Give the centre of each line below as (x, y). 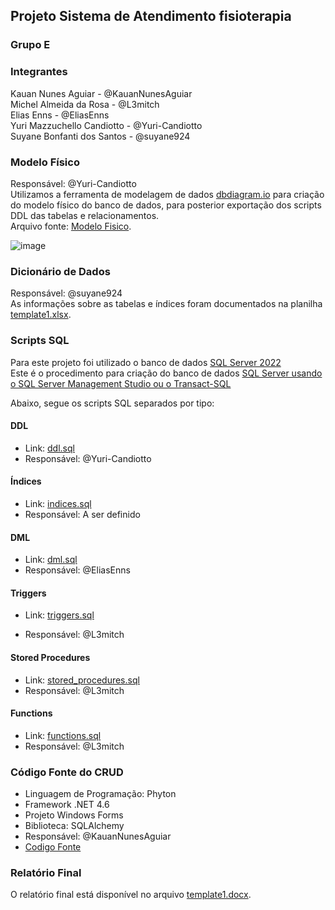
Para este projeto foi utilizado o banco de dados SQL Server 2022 (146, 362)
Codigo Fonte (53, 847)
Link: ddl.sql (49, 448)
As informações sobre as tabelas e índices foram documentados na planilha (166, 304)
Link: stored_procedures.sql (82, 680)
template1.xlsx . (41, 315)
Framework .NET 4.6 (67, 805)
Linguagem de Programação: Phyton (100, 794)
